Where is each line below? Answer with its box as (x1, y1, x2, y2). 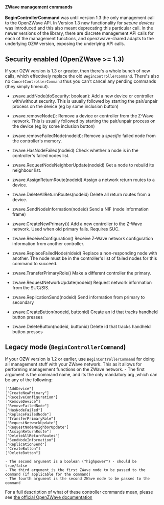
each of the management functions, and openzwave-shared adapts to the (5, 36, 154, 42)
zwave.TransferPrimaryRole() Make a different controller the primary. (12, 270, 151, 276)
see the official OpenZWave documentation (5, 494, 93, 500)
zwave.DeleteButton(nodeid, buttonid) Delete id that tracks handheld (12, 323, 151, 330)
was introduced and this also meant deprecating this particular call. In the (5, 25, 153, 31)
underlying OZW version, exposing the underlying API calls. (5, 41, 125, 46)
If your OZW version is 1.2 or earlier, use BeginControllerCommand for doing (5, 356, 155, 362)
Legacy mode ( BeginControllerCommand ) (5, 343, 126, 351)
